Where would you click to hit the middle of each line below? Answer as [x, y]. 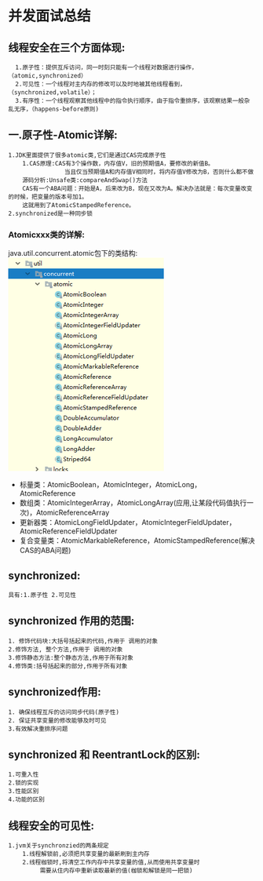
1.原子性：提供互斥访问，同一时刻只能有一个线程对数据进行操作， [106, 67]
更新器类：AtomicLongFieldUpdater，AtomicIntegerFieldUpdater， [128, 522]
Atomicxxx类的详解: [46, 235]
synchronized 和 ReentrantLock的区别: [104, 754]
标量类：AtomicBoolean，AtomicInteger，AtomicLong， [110, 485]
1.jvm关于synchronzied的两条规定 [58, 846]
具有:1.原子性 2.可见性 [42, 595]
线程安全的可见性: [51, 826]
